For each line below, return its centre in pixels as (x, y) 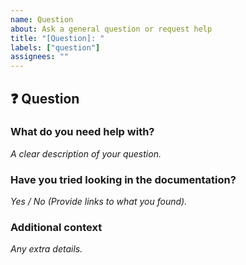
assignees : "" (40, 57)
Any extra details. (46, 249)
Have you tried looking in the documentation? (123, 179)
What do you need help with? (82, 132)
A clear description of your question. (86, 153)
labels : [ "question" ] (55, 47)
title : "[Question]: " (57, 38)
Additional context (56, 228)
